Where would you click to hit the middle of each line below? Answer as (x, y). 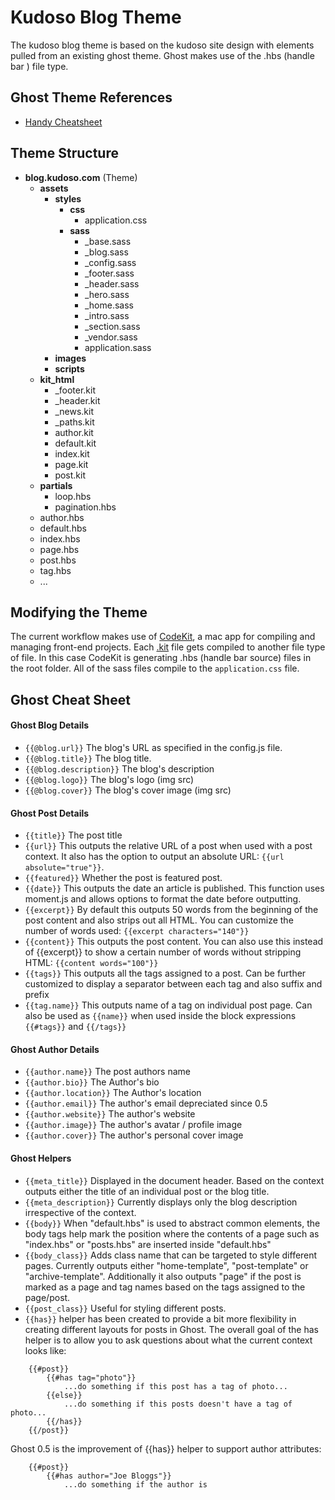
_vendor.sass (111, 337)
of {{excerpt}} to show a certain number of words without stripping (163, 952)
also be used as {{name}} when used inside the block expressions (160, 1016)
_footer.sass (109, 273)
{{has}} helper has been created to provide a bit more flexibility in (160, 1318)
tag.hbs (55, 570)
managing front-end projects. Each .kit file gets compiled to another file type (168, 647)
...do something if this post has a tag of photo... (175, 1386)
